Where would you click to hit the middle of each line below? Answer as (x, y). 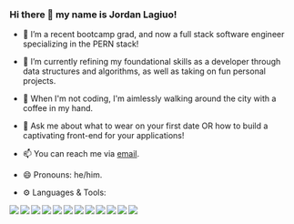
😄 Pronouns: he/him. (62, 175)
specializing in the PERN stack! (81, 44)
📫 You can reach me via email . (81, 154)
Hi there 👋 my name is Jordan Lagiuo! (93, 15)
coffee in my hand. (58, 108)
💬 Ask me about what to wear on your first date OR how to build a (145, 126)
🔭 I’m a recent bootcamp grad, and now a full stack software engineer (153, 35)
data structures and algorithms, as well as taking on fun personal (144, 71)
